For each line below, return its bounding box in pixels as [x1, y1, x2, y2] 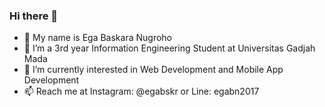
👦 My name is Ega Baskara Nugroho [23, 32, 172, 44]
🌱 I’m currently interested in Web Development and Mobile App [23, 64, 284, 76]
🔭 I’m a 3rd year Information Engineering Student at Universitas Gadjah [23, 42, 316, 54]
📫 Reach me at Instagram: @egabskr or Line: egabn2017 [23, 85, 260, 98]
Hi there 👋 [9, 9, 59, 23]
